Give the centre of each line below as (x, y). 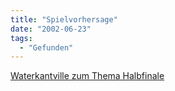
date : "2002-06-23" (51, 29)
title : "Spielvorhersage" (64, 19)
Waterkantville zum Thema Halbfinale (87, 76)
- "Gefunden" (46, 47)
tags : (21, 38)
